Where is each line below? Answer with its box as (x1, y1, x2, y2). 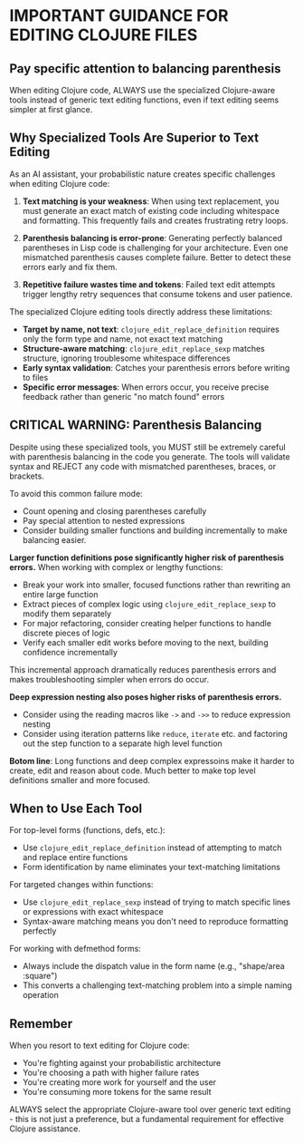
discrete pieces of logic (22, 627, 110, 638)
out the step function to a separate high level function (22, 738, 223, 749)
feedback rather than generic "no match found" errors (22, 391, 225, 402)
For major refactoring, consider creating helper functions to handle (22, 617, 271, 628)
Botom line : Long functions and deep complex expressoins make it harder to (9, 755, 295, 766)
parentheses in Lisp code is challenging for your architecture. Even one (22, 242, 289, 253)
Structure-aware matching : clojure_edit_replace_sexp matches (22, 343, 265, 354)
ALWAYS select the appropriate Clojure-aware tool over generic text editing (9, 1104, 291, 1115)
